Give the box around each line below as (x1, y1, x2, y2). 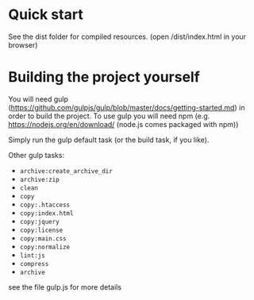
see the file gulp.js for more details (8, 282, 121, 291)
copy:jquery (19, 217, 60, 225)
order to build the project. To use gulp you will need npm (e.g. (8, 111, 210, 121)
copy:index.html (19, 209, 74, 217)
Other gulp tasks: (8, 150, 65, 160)
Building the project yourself (8, 68, 200, 87)
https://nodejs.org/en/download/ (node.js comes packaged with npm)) (8, 119, 239, 129)
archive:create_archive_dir (19, 167, 113, 175)
